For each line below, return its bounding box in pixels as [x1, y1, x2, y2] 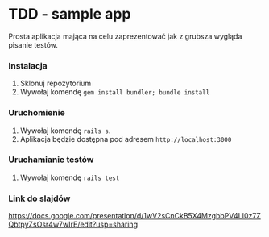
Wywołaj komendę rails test [19, 173, 120, 182]
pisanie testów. [8, 39, 59, 49]
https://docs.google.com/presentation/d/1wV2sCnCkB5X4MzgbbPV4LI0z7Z [8, 211, 262, 221]
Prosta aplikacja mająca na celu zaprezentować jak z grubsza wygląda [8, 31, 242, 41]
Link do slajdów [8, 193, 71, 204]
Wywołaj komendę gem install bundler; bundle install [19, 87, 210, 97]
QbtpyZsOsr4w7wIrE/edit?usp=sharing [8, 219, 139, 230]
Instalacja [8, 60, 48, 71]
